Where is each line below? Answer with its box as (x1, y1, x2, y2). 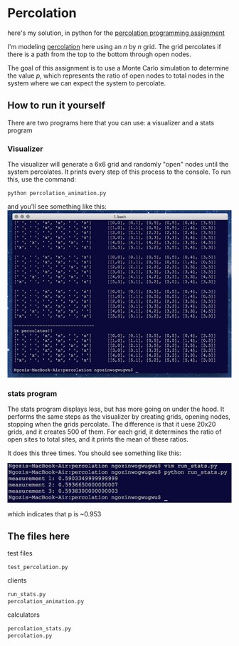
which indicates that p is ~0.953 (7, 509, 102, 518)
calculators (7, 610, 41, 619)
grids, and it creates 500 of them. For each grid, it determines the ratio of (7, 427, 222, 436)
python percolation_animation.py (7, 190, 107, 197)
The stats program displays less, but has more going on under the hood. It (7, 405, 225, 414)
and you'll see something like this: (7, 202, 107, 211)
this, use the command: (7, 175, 76, 184)
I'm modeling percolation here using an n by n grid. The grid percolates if (7, 42, 222, 51)
